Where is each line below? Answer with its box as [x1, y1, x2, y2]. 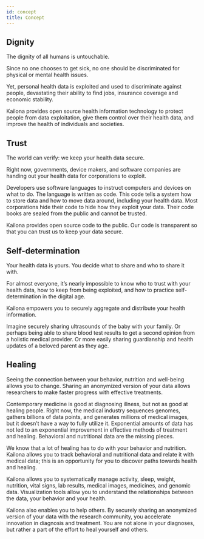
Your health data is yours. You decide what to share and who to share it [6, 261, 185, 269]
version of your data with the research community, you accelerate [6, 513, 171, 520]
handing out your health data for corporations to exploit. [6, 172, 147, 179]
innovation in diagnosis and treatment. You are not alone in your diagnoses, [6, 519, 195, 526]
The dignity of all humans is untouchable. [6, 53, 110, 61]
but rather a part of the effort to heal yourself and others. [6, 526, 149, 533]
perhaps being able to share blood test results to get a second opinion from [6, 329, 195, 336]
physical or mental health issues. [6, 71, 89, 79]
